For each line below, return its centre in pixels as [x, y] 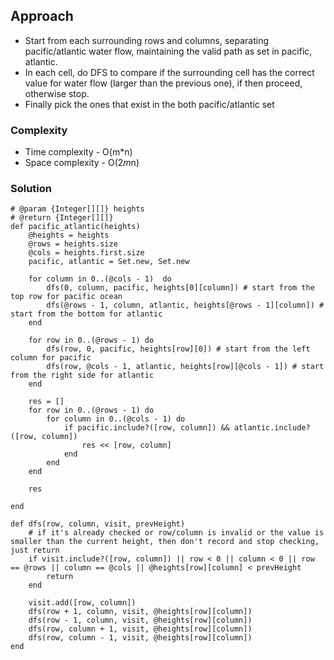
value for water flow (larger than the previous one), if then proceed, [163, 83]
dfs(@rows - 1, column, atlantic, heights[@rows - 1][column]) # [185, 305]
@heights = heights [69, 235]
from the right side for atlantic [82, 375]
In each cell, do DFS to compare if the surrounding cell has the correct [169, 72]
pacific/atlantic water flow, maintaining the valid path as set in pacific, [168, 51]
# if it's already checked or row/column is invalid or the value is [176, 533]
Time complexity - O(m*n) [78, 152]
